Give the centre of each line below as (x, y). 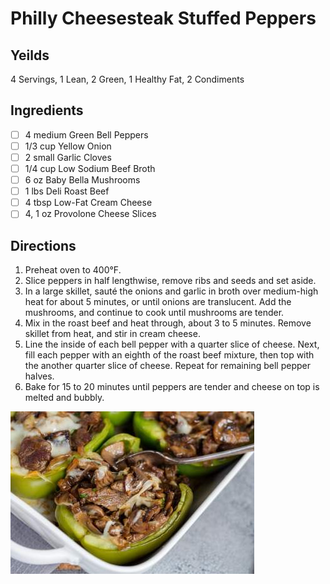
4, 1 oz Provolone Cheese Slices (90, 214)
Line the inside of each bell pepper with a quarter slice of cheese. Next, (172, 344)
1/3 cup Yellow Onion (68, 146)
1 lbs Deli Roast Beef (67, 191)
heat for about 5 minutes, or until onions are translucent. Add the (158, 302)
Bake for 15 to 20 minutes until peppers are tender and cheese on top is (172, 387)
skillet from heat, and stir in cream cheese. (112, 334)
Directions (43, 245)
